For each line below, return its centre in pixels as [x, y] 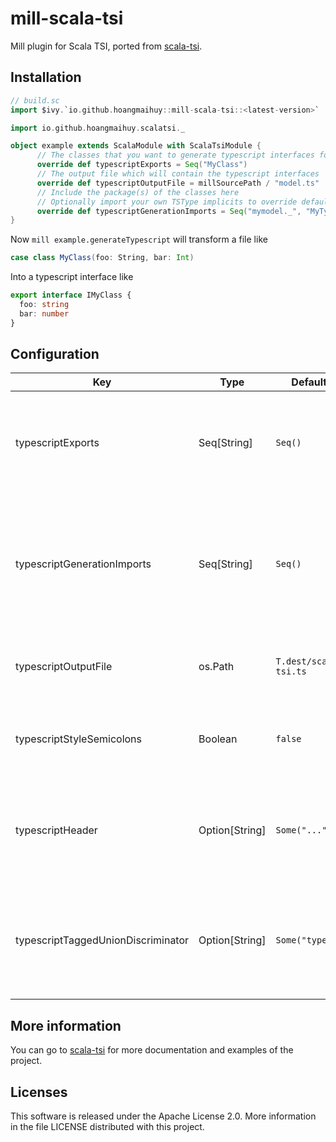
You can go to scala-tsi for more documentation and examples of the [152, 1050]
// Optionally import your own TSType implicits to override [167, 202]
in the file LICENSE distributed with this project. [107, 1127]
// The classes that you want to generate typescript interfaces [175, 155]
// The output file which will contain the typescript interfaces [178, 174]
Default [309, 382]
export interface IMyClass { [71, 295]
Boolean [218, 739]
